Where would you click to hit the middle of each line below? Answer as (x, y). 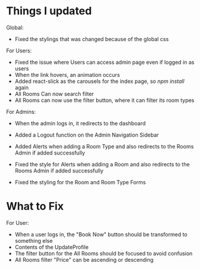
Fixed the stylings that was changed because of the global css (92, 39)
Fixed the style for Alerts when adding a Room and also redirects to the (102, 164)
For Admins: (21, 112)
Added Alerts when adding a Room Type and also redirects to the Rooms (104, 146)
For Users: (19, 50)
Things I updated (49, 11)
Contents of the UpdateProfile (52, 247)
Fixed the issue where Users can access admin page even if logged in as (104, 62)
